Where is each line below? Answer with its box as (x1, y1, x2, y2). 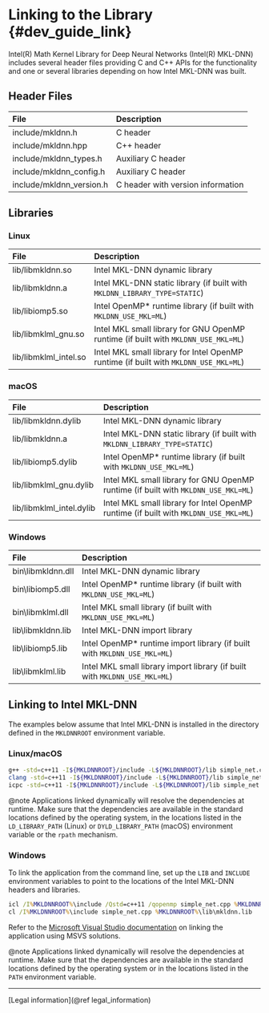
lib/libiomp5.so (12, 306, 68, 317)
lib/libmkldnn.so (12, 265, 72, 276)
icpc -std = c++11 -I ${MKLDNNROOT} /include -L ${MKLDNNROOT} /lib (8, 780, 220, 789)
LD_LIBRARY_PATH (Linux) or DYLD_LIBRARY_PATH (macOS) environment (8, 821, 234, 831)
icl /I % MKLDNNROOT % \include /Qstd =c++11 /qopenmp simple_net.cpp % (8, 901, 239, 909)
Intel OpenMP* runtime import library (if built (81, 638, 251, 649)
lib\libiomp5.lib (12, 643, 68, 654)
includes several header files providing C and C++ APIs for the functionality (8, 58, 258, 67)
